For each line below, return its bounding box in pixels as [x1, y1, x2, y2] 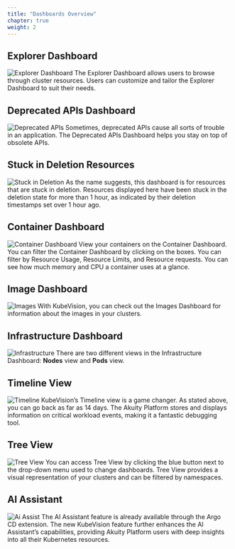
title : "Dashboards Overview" [7, 10, 97, 18]
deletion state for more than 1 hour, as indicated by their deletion [7, 192, 196, 201]
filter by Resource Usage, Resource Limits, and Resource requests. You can [7, 255, 229, 263]
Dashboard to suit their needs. [7, 84, 96, 92]
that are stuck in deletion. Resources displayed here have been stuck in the [7, 185, 227, 194]
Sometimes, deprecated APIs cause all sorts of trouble [65, 124, 225, 131]
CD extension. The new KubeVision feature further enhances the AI [7, 520, 204, 528]
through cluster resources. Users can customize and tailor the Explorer [7, 76, 214, 85]
